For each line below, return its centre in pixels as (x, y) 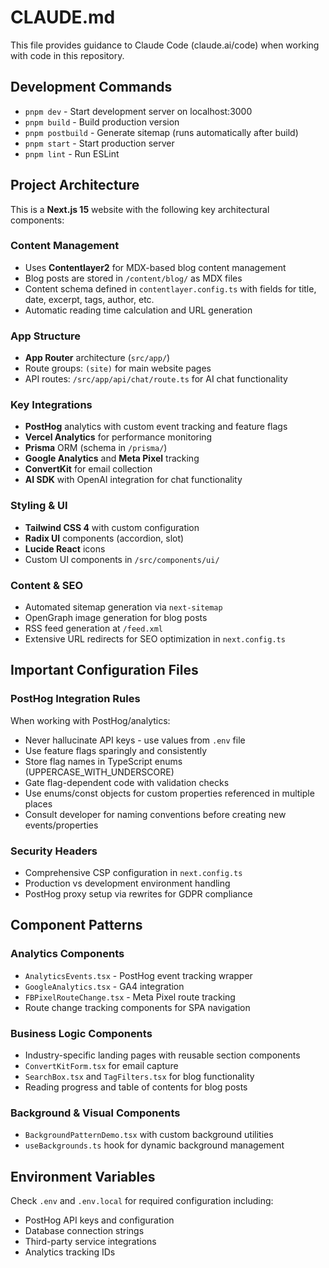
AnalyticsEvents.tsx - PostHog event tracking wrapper (138, 975)
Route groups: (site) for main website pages (118, 368)
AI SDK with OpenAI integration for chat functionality (133, 480)
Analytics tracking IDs (70, 1252)
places (38, 803)
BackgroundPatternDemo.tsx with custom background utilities (149, 1135)
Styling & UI (39, 506)
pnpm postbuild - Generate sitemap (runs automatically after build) (161, 132)
